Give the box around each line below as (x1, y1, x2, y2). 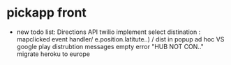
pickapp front (6, 5, 87, 21)
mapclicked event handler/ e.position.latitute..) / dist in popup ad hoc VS (16, 35, 225, 43)
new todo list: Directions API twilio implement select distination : (16, 28, 201, 36)
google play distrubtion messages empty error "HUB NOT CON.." (16, 42, 204, 50)
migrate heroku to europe (16, 50, 90, 58)
